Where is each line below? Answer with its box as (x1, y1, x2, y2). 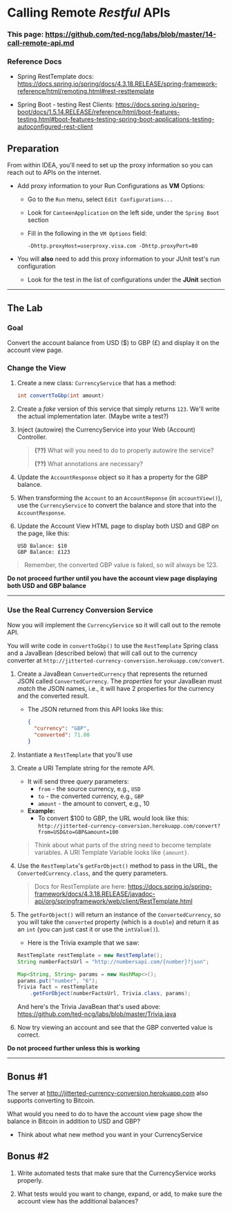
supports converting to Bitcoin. (7, 1096, 95, 1104)
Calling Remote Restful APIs (7, 5, 171, 21)
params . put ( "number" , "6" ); (17, 977, 99, 984)
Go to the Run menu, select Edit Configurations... (27, 195, 173, 203)
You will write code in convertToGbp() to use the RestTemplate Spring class (7, 642, 219, 650)
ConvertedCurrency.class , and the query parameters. (17, 869, 168, 877)
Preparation (7, 142, 59, 154)
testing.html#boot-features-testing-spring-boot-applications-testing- (17, 115, 215, 124)
